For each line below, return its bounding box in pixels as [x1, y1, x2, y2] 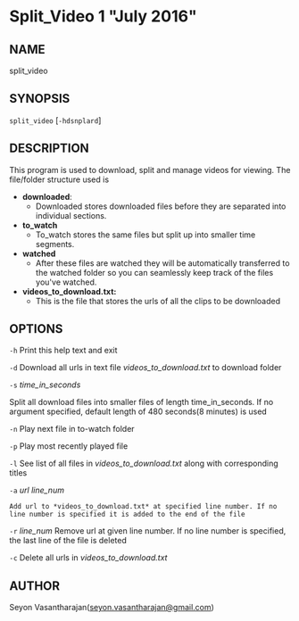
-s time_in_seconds [9, 379, 81, 390]
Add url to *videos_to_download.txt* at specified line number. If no [9, 502, 278, 511]
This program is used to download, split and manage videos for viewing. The [9, 164, 291, 175]
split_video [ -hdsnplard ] [9, 114, 102, 126]
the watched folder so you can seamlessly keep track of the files [35, 267, 274, 277]
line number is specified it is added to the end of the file [9, 510, 245, 519]
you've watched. [35, 277, 97, 287]
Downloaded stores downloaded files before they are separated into [35, 201, 287, 211]
